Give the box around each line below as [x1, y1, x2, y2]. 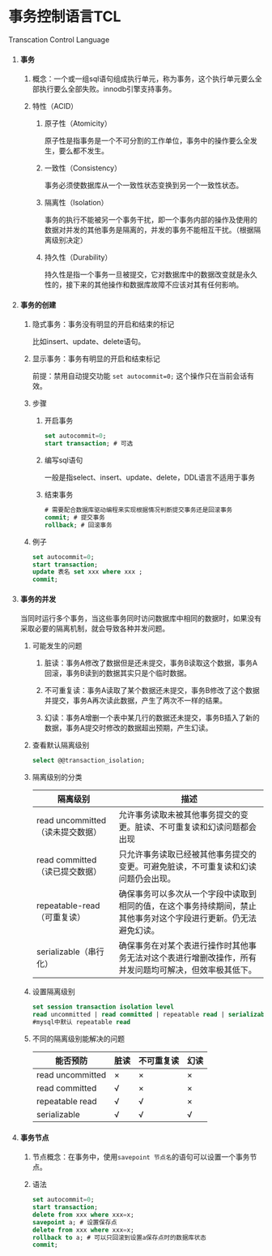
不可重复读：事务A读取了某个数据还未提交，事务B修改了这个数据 [44, 686, 261, 695]
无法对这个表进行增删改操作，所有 [126, 953, 257, 964]
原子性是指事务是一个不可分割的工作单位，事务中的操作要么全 [44, 135, 251, 146]
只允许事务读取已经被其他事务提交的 [118, 849, 257, 860]
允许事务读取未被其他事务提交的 [118, 809, 240, 820]
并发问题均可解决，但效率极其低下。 [118, 965, 257, 976]
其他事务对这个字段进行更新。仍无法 [118, 913, 257, 924]
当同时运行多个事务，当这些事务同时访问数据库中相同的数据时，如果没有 [19, 613, 261, 623]
